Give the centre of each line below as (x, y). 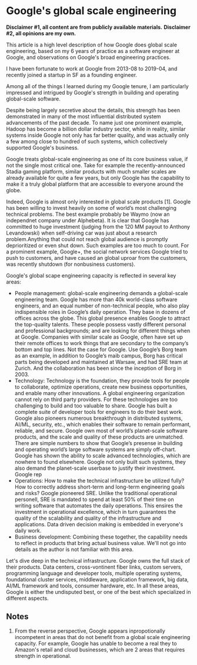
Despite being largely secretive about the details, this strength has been (93, 110)
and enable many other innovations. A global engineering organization (100, 393)
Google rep (28, 474)
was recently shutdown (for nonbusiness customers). (71, 264)
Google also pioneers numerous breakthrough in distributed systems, (98, 418)
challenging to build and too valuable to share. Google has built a (93, 405)
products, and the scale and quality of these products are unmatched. (99, 437)
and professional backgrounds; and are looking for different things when (102, 330)
